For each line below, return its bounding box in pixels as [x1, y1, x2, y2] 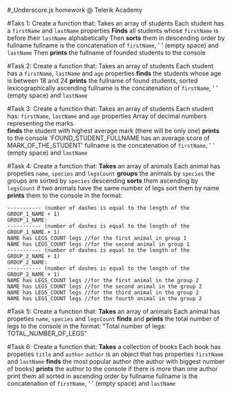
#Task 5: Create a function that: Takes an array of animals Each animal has [7, 307, 220, 315]
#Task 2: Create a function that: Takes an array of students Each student [7, 62, 214, 70]
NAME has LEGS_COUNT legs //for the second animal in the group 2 [7, 283, 202, 290]
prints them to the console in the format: [7, 191, 123, 199]
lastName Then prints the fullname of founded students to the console [7, 48, 206, 57]
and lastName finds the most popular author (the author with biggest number [7, 357, 225, 365]
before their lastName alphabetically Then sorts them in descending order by [7, 34, 225, 42]
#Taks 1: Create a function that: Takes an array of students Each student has [7, 19, 224, 27]
